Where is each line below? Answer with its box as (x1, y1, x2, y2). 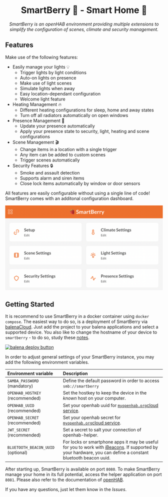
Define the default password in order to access (62, 377, 159, 383)
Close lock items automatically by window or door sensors (19, 180, 140, 186)
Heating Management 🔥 (12, 101, 62, 107)
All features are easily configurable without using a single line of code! (5, 190, 150, 196)
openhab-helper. (62, 432, 98, 438)
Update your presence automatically (19, 122, 95, 129)
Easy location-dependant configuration (19, 90, 101, 96)
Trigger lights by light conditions (19, 69, 86, 75)
